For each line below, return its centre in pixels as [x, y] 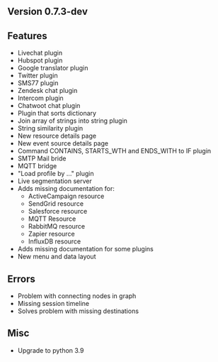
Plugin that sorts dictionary [57, 114]
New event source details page [63, 143]
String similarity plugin [50, 128]
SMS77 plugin [38, 83]
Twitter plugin [38, 76]
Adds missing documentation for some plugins [85, 249]
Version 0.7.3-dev [48, 12]
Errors [21, 279]
